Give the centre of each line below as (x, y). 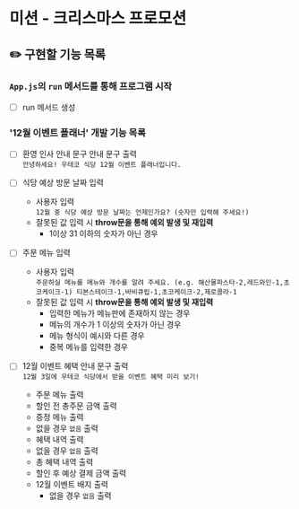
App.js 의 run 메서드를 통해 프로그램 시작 (91, 86)
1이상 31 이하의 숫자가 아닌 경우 (103, 233)
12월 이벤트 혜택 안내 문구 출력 (75, 366)
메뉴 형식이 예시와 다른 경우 (97, 336)
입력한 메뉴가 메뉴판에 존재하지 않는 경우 (120, 313)
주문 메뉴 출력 (60, 395)
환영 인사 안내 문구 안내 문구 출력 (79, 154)
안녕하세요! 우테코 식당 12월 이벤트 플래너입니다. (102, 165)
